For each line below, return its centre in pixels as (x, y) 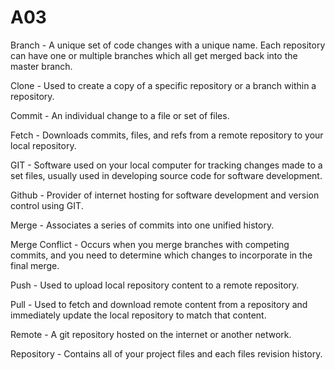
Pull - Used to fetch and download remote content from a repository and (159, 304)
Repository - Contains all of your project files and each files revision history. (166, 353)
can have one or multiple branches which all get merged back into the (154, 55)
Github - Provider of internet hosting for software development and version (165, 195)
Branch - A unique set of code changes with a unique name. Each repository (168, 45)
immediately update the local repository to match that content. (138, 315)
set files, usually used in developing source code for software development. (166, 175)
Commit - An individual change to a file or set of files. (120, 115)
